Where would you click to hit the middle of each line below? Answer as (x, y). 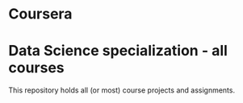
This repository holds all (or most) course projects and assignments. (122, 90)
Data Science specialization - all (118, 51)
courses (36, 68)
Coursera (40, 14)
